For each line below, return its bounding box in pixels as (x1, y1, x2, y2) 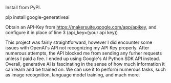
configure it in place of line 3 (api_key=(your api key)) (5, 30, 118, 35)
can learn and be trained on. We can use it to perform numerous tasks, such (5, 66, 166, 72)
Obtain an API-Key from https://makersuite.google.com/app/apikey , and (5, 24, 157, 30)
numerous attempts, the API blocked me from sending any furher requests (5, 50, 162, 56)
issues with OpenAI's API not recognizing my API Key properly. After (5, 45, 149, 50)
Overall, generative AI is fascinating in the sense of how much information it (5, 61, 165, 67)
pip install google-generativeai (5, 14, 70, 20)
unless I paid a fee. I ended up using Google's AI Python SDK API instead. (5, 56, 160, 62)
